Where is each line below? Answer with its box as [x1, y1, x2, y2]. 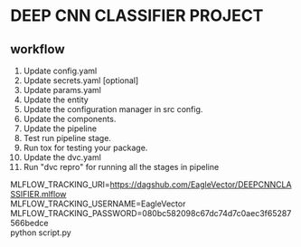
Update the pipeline [23, 123, 98, 134]
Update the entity [23, 94, 89, 105]
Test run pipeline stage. [23, 133, 112, 143]
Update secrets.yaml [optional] [23, 75, 139, 86]
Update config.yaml [23, 65, 98, 76]
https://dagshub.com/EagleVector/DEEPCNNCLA [109, 179, 292, 190]
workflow [10, 42, 65, 57]
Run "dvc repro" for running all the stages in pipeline [23, 162, 220, 172]
